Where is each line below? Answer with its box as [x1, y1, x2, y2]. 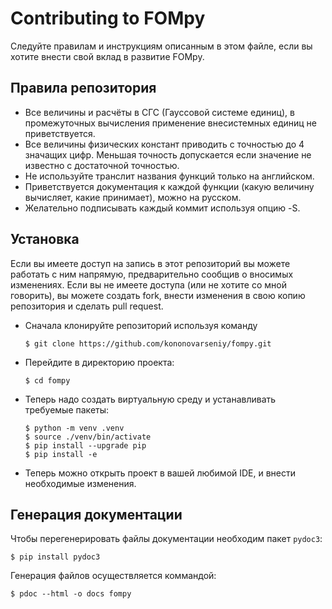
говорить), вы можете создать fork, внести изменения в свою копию [10, 289, 306, 301]
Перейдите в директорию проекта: [24, 356, 175, 368]
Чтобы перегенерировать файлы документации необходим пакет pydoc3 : [10, 533, 323, 545]
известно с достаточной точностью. [24, 159, 180, 171]
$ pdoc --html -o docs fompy [10, 589, 132, 599]
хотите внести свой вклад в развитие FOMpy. [10, 50, 205, 62]
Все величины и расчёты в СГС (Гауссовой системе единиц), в [24, 106, 295, 118]
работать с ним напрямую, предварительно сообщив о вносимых [10, 268, 294, 280]
